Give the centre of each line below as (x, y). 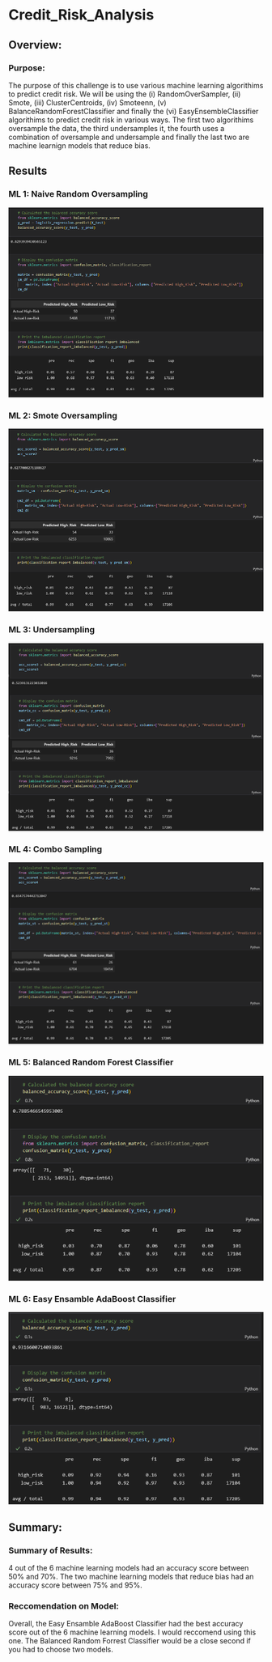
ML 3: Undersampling (52, 630)
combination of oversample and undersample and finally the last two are (129, 137)
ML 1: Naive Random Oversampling (78, 194)
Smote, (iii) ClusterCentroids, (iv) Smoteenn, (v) (88, 102)
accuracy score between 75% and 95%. (76, 1585)
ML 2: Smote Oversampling (63, 415)
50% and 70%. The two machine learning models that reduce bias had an (131, 1576)
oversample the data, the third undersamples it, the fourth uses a (117, 128)
